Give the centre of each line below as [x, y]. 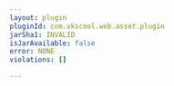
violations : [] [38, 60]
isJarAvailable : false [52, 43]
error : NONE [32, 52]
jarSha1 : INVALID [42, 34]
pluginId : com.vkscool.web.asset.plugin [87, 26]
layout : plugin [38, 18]
